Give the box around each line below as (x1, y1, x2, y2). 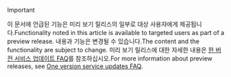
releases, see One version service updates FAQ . (7, 62, 143, 70)
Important (7, 6, 35, 14)
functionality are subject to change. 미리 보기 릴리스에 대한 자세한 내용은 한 (7, 46, 214, 54)
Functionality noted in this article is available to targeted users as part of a (14, 29, 225, 36)
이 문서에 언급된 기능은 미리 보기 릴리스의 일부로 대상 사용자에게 (7, 20, 179, 28)
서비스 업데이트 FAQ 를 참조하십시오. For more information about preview (14, 54, 212, 63)
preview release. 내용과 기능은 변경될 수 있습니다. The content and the (7, 37, 200, 45)
